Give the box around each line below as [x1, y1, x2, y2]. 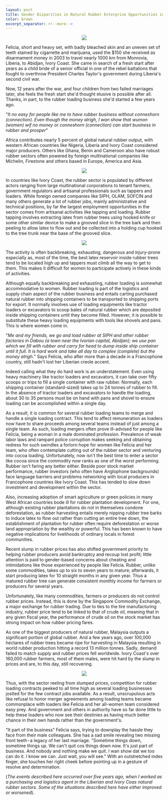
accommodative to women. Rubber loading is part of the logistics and [5, 286, 149, 292]
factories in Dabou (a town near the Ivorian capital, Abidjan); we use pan [5, 338, 156, 344]
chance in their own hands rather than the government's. [5, 717, 123, 723]
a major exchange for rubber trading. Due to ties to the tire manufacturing [5, 604, 157, 610]
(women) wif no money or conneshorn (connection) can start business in [5, 122, 156, 128]
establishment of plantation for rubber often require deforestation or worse [5, 520, 159, 527]
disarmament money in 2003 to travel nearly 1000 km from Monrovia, [5, 55, 149, 61]
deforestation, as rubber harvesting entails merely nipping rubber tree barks [5, 510, 162, 516]
